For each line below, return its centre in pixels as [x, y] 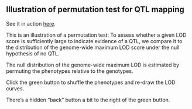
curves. [15, 88]
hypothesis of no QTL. [33, 53]
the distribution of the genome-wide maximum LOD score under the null [93, 47]
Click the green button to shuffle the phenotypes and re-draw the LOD [91, 82]
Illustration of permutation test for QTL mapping [95, 10]
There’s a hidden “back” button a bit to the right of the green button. [88, 100]
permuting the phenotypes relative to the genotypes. [70, 71]
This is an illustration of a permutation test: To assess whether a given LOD [96, 35]
